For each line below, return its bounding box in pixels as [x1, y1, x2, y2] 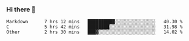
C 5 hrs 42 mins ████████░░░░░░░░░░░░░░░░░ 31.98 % [6, 24, 183, 30]
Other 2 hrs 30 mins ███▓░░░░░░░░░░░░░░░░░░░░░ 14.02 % [6, 29, 183, 35]
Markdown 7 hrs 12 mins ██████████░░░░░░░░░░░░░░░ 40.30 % [6, 19, 183, 25]
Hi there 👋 [6, 5, 36, 14]
